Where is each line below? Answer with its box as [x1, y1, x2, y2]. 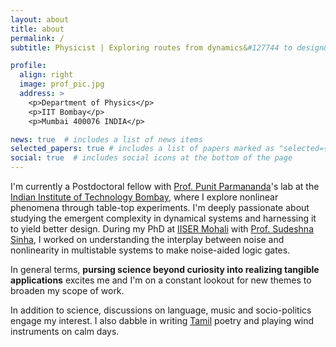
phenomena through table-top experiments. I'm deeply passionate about [10, 202, 310, 213]
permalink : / [10, 33, 65, 43]
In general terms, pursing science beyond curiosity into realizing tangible [10, 264, 320, 275]
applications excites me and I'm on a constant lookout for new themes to [10, 274, 312, 286]
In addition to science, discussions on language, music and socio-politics [10, 304, 312, 316]
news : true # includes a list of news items [10, 134, 203, 145]
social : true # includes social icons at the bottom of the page [10, 153, 293, 163]
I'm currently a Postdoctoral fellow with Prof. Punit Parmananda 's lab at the [10, 181, 320, 192]
